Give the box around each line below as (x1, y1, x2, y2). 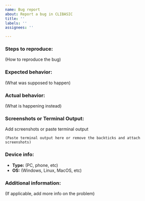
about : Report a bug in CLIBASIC (5, 12, 73, 17)
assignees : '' (5, 25, 34, 30)
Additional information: (5, 180, 61, 186)
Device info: (5, 151, 35, 158)
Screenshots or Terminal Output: (5, 115, 84, 122)
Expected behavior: (5, 69, 53, 75)
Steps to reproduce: (5, 46, 54, 53)
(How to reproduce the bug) (5, 56, 61, 62)
